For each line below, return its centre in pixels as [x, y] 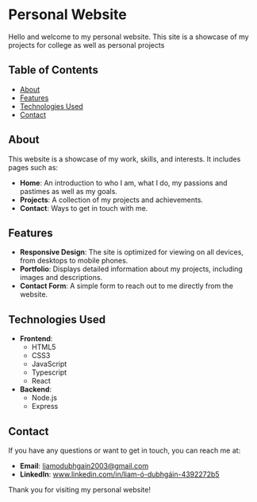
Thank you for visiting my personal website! [79, 490]
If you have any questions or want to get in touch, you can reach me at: [125, 450]
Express [45, 407]
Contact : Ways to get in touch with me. [84, 208]
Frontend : [36, 339]
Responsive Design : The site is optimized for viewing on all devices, [132, 252]
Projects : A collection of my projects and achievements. [111, 200]
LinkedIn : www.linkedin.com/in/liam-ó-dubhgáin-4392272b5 [119, 474]
